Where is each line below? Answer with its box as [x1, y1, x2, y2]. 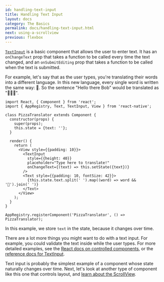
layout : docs [5, 16, 32, 21]
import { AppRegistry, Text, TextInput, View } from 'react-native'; [5, 104, 152, 109]
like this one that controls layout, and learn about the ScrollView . [5, 271, 136, 277]
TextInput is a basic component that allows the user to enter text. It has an [5, 48, 157, 55]
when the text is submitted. [5, 64, 61, 70]
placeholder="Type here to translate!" [27, 160, 110, 165]
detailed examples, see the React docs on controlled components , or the [5, 245, 154, 251]
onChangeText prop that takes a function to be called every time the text [5, 54, 150, 60]
